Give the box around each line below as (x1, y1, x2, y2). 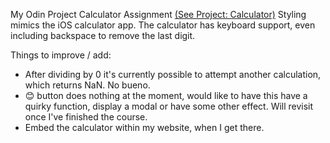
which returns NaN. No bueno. (24, 79, 151, 91)
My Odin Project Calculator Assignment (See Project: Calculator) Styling (10, 9, 307, 20)
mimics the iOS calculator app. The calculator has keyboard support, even (10, 19, 316, 31)
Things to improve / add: (10, 49, 112, 61)
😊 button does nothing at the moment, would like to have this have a (24, 90, 308, 101)
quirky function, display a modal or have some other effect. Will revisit (24, 100, 314, 112)
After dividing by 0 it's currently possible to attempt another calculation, (24, 69, 322, 80)
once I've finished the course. (24, 111, 148, 123)
